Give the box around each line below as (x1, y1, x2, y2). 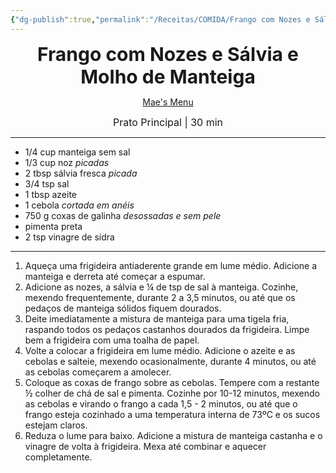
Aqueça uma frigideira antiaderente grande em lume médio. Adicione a (24, 259, 318, 271)
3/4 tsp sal (24, 177, 70, 190)
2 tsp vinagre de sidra (24, 231, 115, 243)
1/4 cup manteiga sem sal (24, 146, 131, 158)
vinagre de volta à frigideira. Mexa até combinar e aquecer (24, 440, 267, 452)
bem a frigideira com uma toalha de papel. (24, 334, 200, 346)
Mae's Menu (142, 96, 194, 108)
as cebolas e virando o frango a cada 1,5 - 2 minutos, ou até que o (24, 397, 298, 410)
